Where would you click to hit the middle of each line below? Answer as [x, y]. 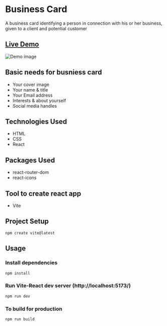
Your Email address [32, 95]
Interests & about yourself [39, 100]
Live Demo [22, 45]
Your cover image [31, 85]
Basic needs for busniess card [54, 72]
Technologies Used [36, 121]
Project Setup [27, 222]
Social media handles [34, 106]
